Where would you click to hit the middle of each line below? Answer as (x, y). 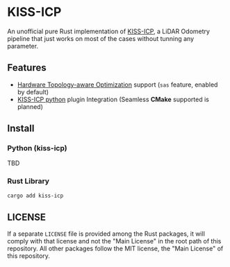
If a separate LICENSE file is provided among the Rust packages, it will (106, 234)
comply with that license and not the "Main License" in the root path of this (114, 241)
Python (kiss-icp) (37, 148)
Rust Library (28, 181)
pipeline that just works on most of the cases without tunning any (101, 38)
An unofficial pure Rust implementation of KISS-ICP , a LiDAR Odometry (109, 31)
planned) (30, 106)
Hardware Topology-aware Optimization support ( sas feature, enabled (117, 85)
